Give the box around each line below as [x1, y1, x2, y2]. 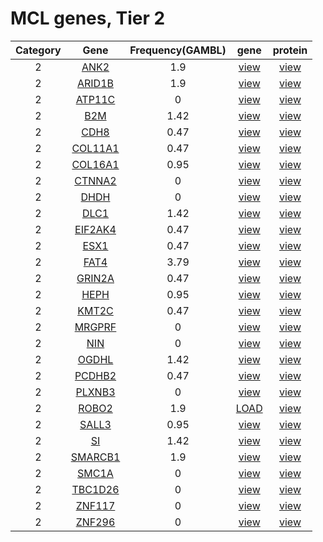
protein [272, 43, 308, 57]
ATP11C [75, 92, 116, 106]
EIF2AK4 [74, 222, 117, 236]
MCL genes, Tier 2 [10, 7, 166, 30]
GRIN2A [76, 271, 115, 285]
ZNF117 [75, 498, 116, 512]
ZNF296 [75, 515, 116, 529]
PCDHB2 [74, 368, 117, 382]
